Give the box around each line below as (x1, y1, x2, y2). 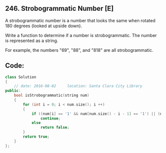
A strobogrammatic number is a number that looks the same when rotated (5, 17, 156, 23)
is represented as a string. (5, 38, 58, 43)
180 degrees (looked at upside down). (5, 23, 83, 29)
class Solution (5, 75, 37, 79)
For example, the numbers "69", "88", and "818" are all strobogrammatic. (5, 47, 154, 53)
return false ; (40, 125, 70, 130)
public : (5, 88, 21, 93)
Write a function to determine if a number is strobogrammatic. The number (5, 32, 157, 38)
